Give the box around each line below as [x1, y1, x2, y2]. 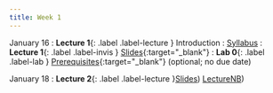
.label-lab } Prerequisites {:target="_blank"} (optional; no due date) [9, 56, 252, 66]
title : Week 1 [9, 12, 62, 22]
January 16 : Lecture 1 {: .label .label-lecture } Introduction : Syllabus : [9, 37, 263, 48]
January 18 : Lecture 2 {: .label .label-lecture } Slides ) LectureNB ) [9, 73, 245, 84]
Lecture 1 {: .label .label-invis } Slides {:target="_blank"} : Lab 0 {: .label [9, 46, 265, 58]
